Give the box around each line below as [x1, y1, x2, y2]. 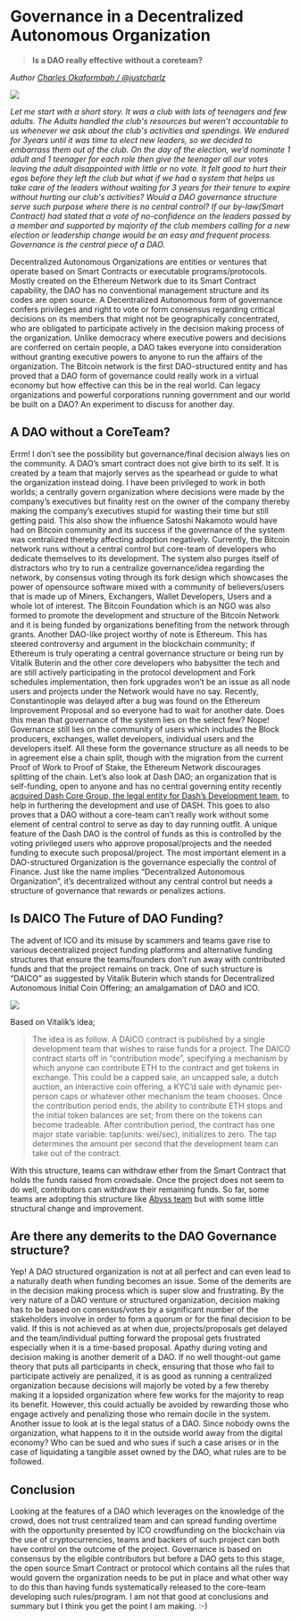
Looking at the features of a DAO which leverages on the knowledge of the [10, 1506, 285, 1516]
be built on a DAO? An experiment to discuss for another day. [10, 399, 235, 409]
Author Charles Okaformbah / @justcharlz [10, 71, 166, 82]
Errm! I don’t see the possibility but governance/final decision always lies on [10, 449, 290, 459]
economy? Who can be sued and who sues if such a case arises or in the [10, 1437, 279, 1448]
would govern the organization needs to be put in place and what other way [10, 1573, 288, 1583]
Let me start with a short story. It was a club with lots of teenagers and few [10, 105, 287, 117]
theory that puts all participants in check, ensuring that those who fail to [10, 1361, 275, 1372]
